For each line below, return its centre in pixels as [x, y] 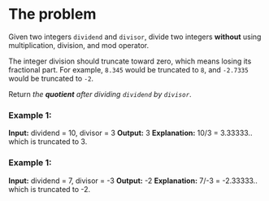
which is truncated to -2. [50, 189]
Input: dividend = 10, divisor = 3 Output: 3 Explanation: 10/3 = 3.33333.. [130, 133]
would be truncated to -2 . [51, 78]
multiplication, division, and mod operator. [79, 45]
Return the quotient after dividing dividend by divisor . [100, 94]
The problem [52, 14]
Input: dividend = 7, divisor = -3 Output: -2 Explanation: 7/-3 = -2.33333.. [133, 181]
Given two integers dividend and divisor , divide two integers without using [135, 37]
